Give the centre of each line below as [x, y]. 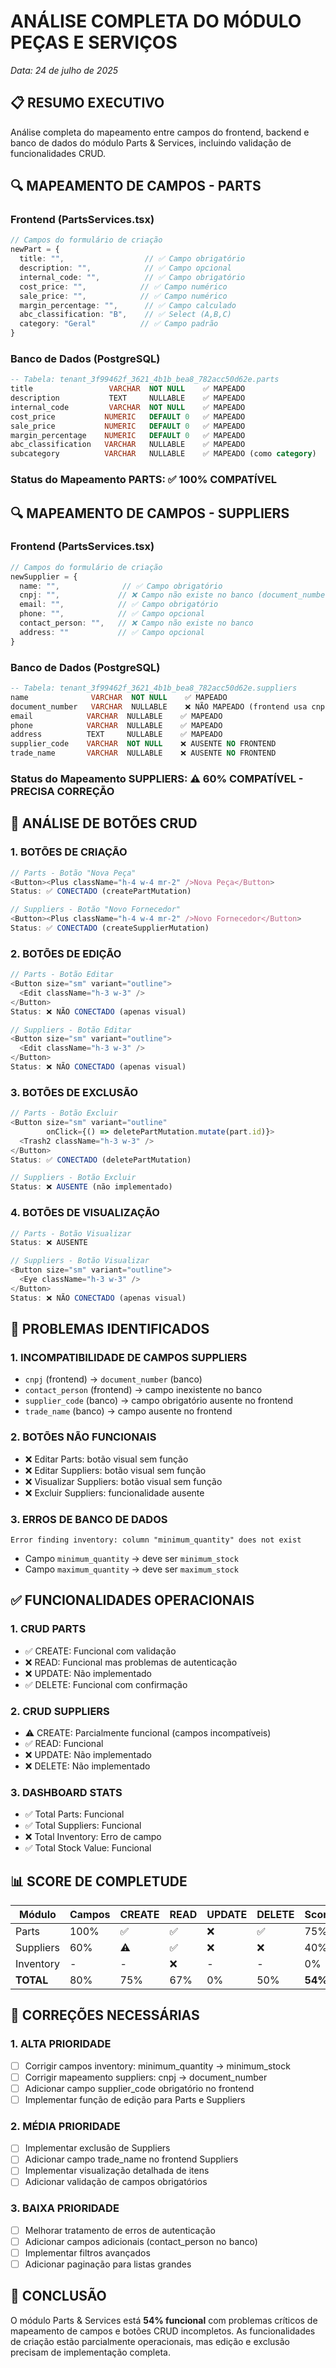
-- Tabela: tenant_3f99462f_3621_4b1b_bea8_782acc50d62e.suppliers [154, 688]
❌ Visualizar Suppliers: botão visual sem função [123, 1481]
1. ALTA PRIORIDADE [61, 2044]
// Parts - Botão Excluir [64, 1113]
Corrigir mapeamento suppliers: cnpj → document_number [146, 2077]
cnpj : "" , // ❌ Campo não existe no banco [136, 595]
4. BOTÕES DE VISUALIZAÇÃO [85, 1213]
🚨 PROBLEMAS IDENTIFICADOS [110, 1329]
